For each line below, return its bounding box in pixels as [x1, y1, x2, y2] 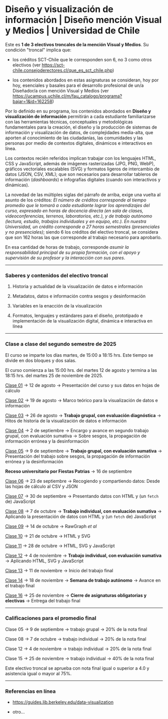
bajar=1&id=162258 [12, 98, 52, 104]
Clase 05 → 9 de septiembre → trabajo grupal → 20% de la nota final [5, 626, 147, 632]
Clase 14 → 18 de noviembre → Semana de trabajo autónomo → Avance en [5, 577, 161, 583]
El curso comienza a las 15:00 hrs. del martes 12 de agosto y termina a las [5, 367, 157, 373]
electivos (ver [12, 62, 41, 68]
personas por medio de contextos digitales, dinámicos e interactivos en [5, 140, 152, 146]
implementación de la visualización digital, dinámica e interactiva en [12, 318, 152, 324]
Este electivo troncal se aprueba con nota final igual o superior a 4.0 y [5, 665, 149, 671]
